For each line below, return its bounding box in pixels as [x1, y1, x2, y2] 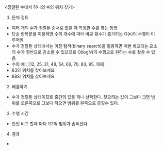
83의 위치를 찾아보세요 [11, 67, 55, 73]
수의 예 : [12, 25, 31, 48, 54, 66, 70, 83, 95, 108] [11, 61, 105, 67]
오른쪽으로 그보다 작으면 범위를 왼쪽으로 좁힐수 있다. [20, 100, 119, 106]
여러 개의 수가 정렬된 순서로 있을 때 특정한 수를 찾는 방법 [11, 25, 118, 31]
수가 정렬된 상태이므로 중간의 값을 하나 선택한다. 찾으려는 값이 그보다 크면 [11, 94, 150, 100]
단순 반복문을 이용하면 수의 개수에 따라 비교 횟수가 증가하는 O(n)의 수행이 [11, 31, 150, 36]
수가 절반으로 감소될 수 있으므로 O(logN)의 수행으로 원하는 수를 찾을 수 [16, 49, 150, 55]
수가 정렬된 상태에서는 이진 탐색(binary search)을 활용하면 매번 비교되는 [11, 43, 148, 49]
